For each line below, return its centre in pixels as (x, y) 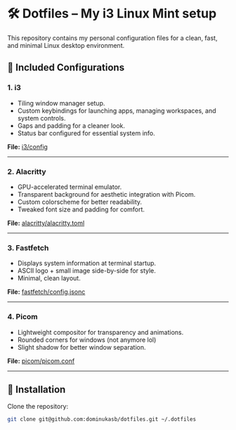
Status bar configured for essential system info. (86, 133)
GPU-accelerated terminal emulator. (70, 187)
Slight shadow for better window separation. (81, 347)
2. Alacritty (27, 171)
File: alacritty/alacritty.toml (46, 223)
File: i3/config (27, 147)
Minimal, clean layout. (49, 278)
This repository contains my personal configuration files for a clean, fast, (112, 38)
